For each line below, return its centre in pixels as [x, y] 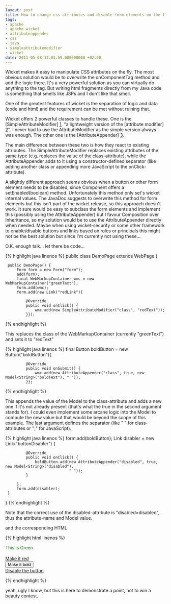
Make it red [17, 559]
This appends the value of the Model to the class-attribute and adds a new [83, 401]
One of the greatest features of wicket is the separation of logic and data [81, 104]
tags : [11, 19]
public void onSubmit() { [53, 369]
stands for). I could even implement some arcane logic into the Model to [81, 412]
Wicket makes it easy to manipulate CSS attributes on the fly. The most [80, 72]
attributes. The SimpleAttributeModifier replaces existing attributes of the [82, 151]
